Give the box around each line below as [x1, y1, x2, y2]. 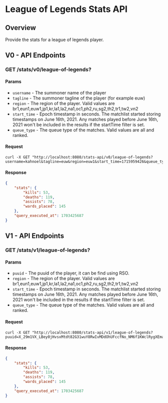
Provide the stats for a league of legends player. [5, 36, 104, 42]
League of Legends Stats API [5, 3, 127, 15]
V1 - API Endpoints [5, 231, 64, 240]
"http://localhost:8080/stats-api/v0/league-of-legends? [31, 154, 153, 159]
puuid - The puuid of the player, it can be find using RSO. [12, 270, 129, 276]
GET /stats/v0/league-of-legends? [5, 66, 91, 73]
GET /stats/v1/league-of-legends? [5, 246, 90, 253]
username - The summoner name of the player [12, 89, 106, 95]
